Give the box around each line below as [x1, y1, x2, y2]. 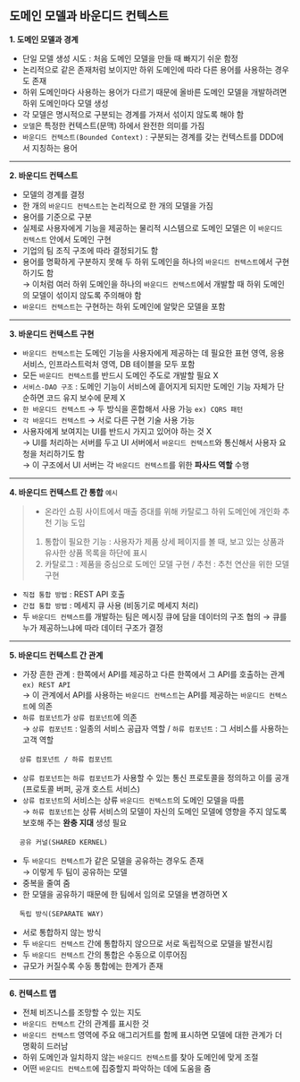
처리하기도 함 [38, 448, 85, 459]
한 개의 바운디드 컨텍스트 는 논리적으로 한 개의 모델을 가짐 [21, 200, 214, 210]
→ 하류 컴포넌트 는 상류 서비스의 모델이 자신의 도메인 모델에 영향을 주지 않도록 [21, 805, 287, 817]
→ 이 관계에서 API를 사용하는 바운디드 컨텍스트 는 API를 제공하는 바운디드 [21, 689, 265, 700]
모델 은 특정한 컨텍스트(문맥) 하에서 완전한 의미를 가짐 [21, 120, 205, 131]
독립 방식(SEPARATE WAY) [19, 909, 104, 918]
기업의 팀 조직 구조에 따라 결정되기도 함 [21, 245, 159, 255]
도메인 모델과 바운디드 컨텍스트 [9, 8, 170, 24]
